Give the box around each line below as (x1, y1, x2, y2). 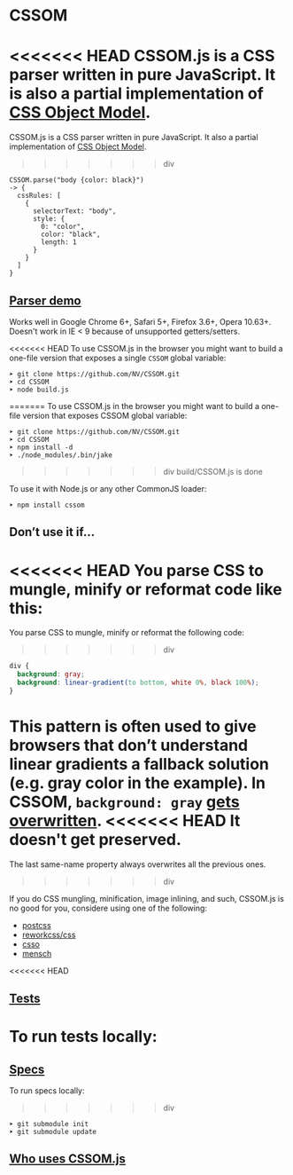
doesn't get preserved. (9, 829, 181, 849)
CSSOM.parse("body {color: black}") (9, 176, 144, 185)
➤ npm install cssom (9, 501, 86, 509)
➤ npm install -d (9, 443, 73, 452)
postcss (21, 919, 51, 930)
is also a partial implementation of (9, 83, 264, 104)
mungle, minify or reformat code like (9, 579, 282, 599)
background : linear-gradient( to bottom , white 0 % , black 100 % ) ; (17, 678, 259, 688)
